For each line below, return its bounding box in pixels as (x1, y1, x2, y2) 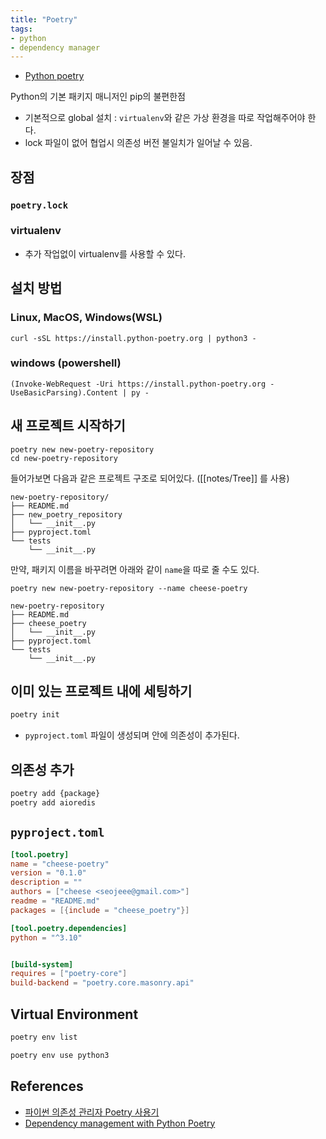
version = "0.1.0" (10, 868, 87, 878)
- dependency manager (10, 42, 101, 53)
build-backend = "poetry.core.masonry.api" (10, 978, 195, 988)
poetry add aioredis (10, 798, 97, 808)
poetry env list (10, 1032, 78, 1043)
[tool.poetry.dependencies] (10, 923, 128, 933)
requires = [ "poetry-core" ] (10, 969, 128, 979)
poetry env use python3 (10, 1050, 110, 1060)
